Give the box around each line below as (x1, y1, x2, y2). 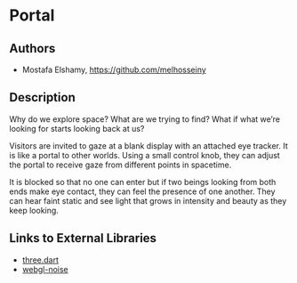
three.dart (21, 255, 60, 265)
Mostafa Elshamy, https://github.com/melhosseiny (21, 64, 206, 75)
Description (9, 90, 76, 105)
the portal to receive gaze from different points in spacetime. (9, 159, 232, 170)
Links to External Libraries (9, 230, 157, 246)
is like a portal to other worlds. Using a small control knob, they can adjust (9, 150, 280, 160)
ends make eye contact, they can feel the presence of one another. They (9, 186, 276, 197)
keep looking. (9, 205, 60, 215)
